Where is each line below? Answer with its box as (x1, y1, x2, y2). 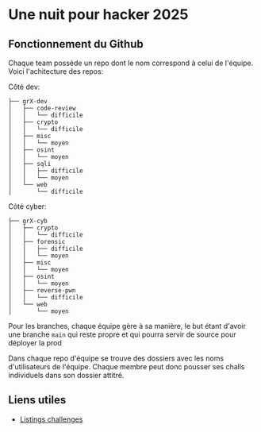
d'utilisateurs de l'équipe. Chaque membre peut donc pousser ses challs (8, 362, 245, 371)
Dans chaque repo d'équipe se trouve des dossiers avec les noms (8, 353, 225, 363)
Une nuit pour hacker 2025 (8, 6, 189, 24)
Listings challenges (19, 415, 83, 424)
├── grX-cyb (8, 217, 48, 225)
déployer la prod (8, 338, 62, 347)
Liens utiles (8, 393, 67, 407)
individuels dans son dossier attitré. (8, 371, 125, 380)
